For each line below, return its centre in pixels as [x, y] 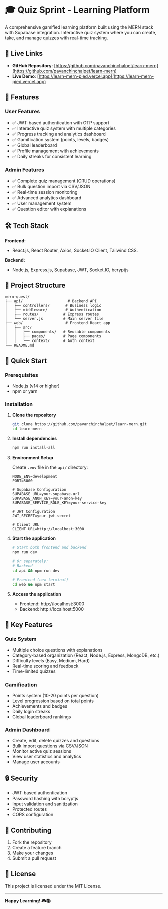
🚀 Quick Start [26, 360]
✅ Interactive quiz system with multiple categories [64, 128]
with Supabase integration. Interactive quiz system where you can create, [81, 32]
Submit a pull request [34, 858]
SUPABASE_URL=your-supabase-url [46, 494]
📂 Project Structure [35, 285]
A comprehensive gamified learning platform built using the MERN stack [79, 27]
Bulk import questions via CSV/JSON [50, 746]
